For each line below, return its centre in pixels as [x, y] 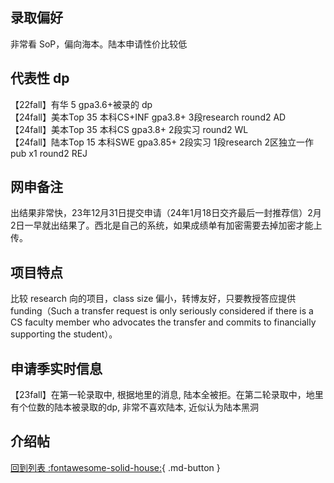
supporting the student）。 [64, 334]
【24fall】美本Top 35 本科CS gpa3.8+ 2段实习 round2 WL [129, 129]
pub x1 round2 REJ [49, 153]
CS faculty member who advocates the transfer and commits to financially [163, 322]
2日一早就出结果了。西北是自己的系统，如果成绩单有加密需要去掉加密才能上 [166, 225]
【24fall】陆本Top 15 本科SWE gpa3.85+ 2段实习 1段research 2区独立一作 [162, 142]
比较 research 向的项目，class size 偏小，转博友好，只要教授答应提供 [153, 299]
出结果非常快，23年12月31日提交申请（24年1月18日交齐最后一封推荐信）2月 [166, 213]
